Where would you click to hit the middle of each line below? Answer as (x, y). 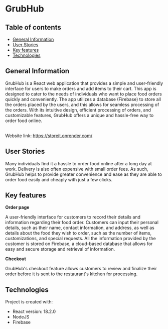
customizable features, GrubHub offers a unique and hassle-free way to (79, 115)
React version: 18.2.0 (34, 311)
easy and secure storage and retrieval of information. (60, 249)
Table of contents (33, 27)
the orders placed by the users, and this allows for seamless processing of (82, 104)
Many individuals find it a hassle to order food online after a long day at (78, 163)
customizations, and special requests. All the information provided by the (81, 239)
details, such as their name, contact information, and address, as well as (80, 228)
